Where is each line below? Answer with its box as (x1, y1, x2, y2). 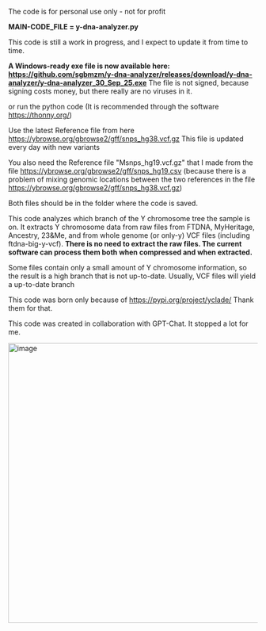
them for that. (8, 304, 53, 312)
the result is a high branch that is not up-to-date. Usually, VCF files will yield (8, 271, 256, 281)
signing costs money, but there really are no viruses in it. (8, 86, 192, 96)
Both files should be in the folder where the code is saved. (8, 198, 198, 208)
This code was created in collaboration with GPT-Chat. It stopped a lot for (8, 319, 249, 328)
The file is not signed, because (148, 78, 249, 87)
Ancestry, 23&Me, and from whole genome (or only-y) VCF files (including (8, 231, 251, 240)
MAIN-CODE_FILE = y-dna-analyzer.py (8, 22, 139, 31)
